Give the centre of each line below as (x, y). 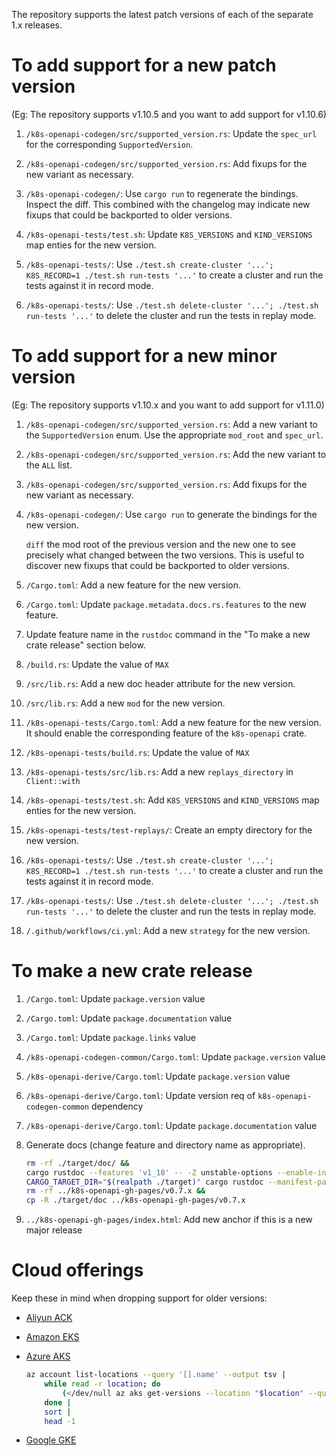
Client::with (53, 781)
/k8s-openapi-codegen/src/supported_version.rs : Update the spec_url (171, 133)
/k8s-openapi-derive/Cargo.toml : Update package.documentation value (171, 1125)
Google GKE (51, 1440)
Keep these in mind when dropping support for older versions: (139, 1298)
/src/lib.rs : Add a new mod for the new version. (125, 703)
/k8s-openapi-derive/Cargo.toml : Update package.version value (158, 1076)
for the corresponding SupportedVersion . (109, 144)
